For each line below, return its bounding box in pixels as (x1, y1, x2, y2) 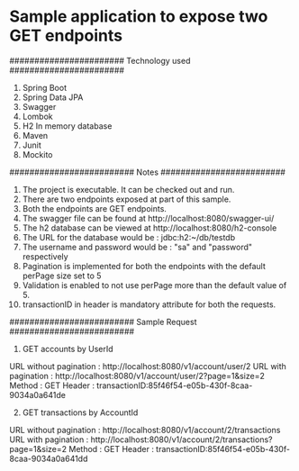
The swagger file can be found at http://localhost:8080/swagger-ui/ (22, 213, 275, 223)
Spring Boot (22, 82, 68, 93)
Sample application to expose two (9, 6, 268, 27)
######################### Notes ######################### (9, 167, 286, 177)
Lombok (22, 111, 54, 122)
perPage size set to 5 (22, 270, 102, 281)
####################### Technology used (9, 55, 191, 66)
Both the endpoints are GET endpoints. (22, 203, 167, 213)
